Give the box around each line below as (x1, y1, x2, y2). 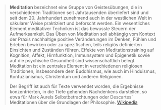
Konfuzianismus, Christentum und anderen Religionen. (9, 74, 123, 79)
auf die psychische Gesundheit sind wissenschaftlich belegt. (9, 58, 136, 63)
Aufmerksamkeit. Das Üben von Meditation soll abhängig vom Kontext (9, 31, 155, 37)
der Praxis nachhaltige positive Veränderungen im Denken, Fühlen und (9, 36, 156, 42)
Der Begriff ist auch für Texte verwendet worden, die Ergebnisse (9, 83, 144, 89)
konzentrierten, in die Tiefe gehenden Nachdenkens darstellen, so (9, 89, 147, 94)
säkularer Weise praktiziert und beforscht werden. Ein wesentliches (9, 20, 150, 26)
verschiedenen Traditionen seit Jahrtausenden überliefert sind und (9, 10, 149, 16)
